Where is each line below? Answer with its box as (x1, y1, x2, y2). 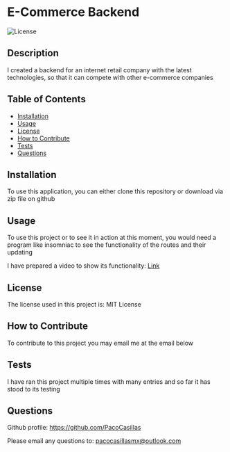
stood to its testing (7, 385, 60, 393)
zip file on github (7, 195, 55, 203)
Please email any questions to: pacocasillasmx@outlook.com (7, 437, 182, 445)
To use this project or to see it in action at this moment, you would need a (7, 234, 217, 242)
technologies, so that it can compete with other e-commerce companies (7, 73, 213, 81)
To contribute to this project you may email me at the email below (7, 339, 194, 347)
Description (7, 47, 59, 59)
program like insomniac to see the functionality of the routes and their (7, 241, 206, 249)
